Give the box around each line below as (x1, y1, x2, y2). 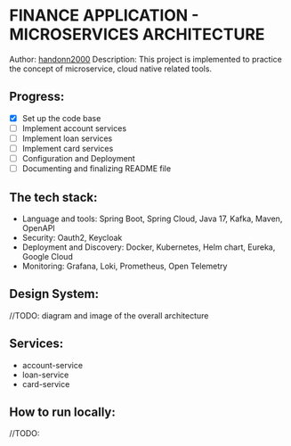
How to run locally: (9, 404, 116, 419)
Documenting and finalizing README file (21, 163, 172, 174)
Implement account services (21, 122, 127, 134)
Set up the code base (21, 112, 101, 123)
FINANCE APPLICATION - (9, 5, 199, 26)
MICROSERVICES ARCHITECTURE (9, 24, 265, 45)
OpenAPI (21, 222, 55, 233)
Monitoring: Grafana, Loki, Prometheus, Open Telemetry (21, 260, 228, 271)
